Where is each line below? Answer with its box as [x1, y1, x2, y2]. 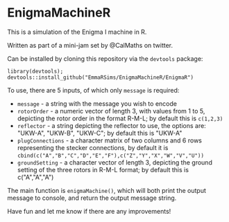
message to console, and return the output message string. [7, 194, 177, 202]
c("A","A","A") [17, 173, 54, 181]
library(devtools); [7, 68, 64, 75]
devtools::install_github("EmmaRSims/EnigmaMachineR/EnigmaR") [7, 74, 194, 81]
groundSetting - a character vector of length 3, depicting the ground [17, 158, 213, 167]
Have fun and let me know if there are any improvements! [7, 207, 171, 215]
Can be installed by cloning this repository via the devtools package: [7, 54, 203, 63]
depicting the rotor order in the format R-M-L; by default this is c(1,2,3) [17, 114, 223, 122]
